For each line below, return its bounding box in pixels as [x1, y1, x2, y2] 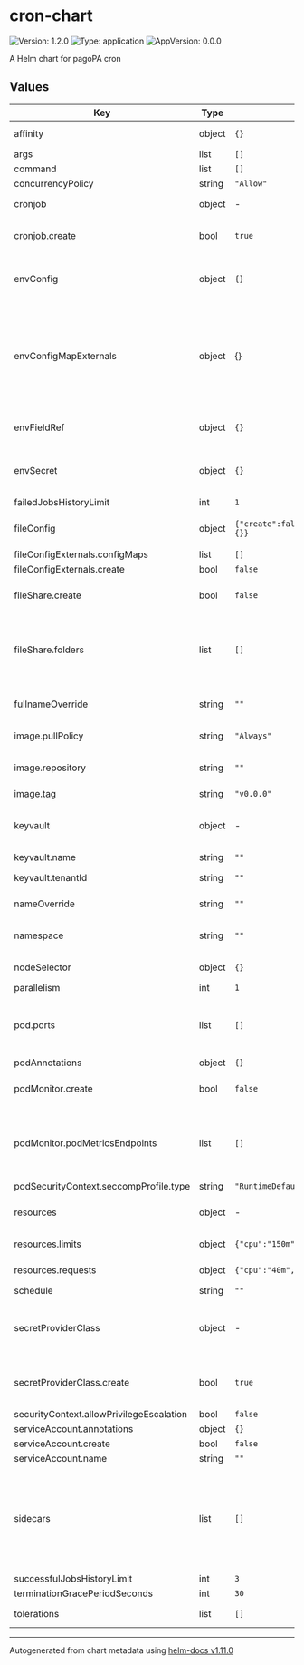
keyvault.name [14, 850, 77, 863]
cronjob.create [14, 229, 77, 241]
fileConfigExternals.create [14, 563, 125, 575]
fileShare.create [14, 589, 81, 602]
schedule [14, 1284, 53, 1297]
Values [9, 79, 50, 95]
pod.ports [14, 1018, 56, 1031]
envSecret [14, 464, 58, 476]
